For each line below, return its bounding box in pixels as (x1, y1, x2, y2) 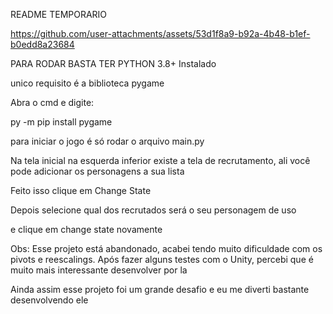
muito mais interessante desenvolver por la (10, 264, 188, 276)
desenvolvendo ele (10, 294, 89, 306)
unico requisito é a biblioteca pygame (10, 77, 165, 89)
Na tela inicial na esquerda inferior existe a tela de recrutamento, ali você (10, 155, 311, 166)
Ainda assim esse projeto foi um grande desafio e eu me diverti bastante (10, 284, 310, 295)
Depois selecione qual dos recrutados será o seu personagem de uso (10, 204, 297, 216)
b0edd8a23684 (10, 39, 75, 50)
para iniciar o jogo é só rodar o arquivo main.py (10, 135, 205, 147)
